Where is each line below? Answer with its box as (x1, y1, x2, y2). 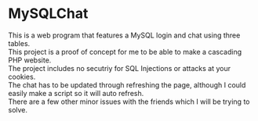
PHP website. (8, 55, 52, 65)
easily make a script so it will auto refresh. (8, 88, 144, 98)
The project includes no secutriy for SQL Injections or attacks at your (8, 63, 231, 73)
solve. (8, 105, 28, 114)
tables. (8, 38, 31, 48)
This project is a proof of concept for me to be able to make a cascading (8, 47, 242, 56)
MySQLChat (8, 5, 89, 23)
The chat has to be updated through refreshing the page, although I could (8, 80, 246, 90)
